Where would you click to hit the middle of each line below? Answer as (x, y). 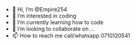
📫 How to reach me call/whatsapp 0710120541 (71, 36)
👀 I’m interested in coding (44, 16)
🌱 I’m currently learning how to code (58, 22)
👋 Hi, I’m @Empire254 (40, 9)
